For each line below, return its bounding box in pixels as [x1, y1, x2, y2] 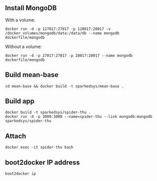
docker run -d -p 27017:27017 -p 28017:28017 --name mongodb [5, 53, 133, 58]
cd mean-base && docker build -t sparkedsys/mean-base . [5, 83, 124, 89]
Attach [5, 132, 26, 140]
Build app [5, 97, 35, 105]
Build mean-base [5, 71, 59, 79]
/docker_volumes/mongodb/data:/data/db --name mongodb [5, 30, 120, 36]
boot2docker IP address [5, 158, 80, 166]
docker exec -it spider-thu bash [5, 145, 74, 150]
